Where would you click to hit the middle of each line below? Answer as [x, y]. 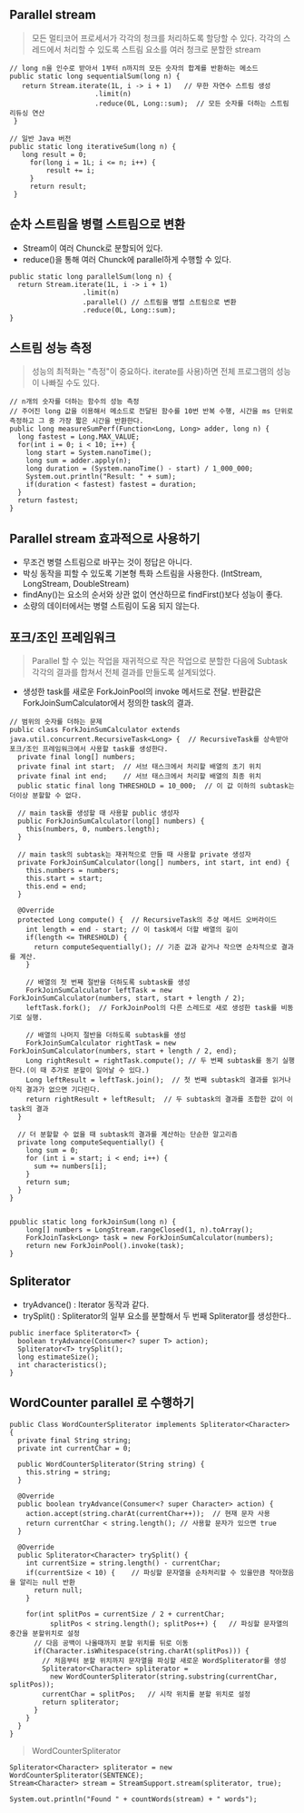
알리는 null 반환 [47, 1582]
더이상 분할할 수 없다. [46, 796]
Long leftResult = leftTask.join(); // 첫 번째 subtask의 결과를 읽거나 [158, 1080]
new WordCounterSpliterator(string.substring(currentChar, [164, 1676]
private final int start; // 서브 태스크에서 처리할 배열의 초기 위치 [139, 767]
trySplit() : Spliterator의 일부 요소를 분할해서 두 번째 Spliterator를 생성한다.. [157, 1315]
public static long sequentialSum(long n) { [95, 76]
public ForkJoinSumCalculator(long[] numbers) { [111, 821]
